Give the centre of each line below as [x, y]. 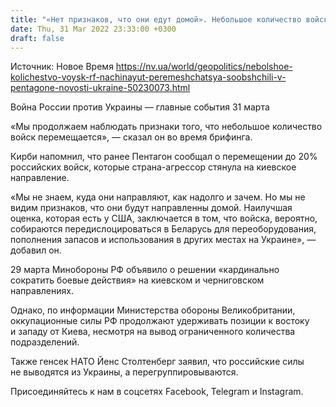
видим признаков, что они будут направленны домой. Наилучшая [151, 208]
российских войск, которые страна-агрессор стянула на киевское [153, 167]
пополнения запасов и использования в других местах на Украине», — [163, 240]
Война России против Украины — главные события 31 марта [140, 107]
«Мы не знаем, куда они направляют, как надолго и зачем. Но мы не [158, 197]
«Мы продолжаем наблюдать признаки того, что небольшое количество [166, 127]
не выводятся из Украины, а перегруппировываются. [124, 372]
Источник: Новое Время [62, 67]
